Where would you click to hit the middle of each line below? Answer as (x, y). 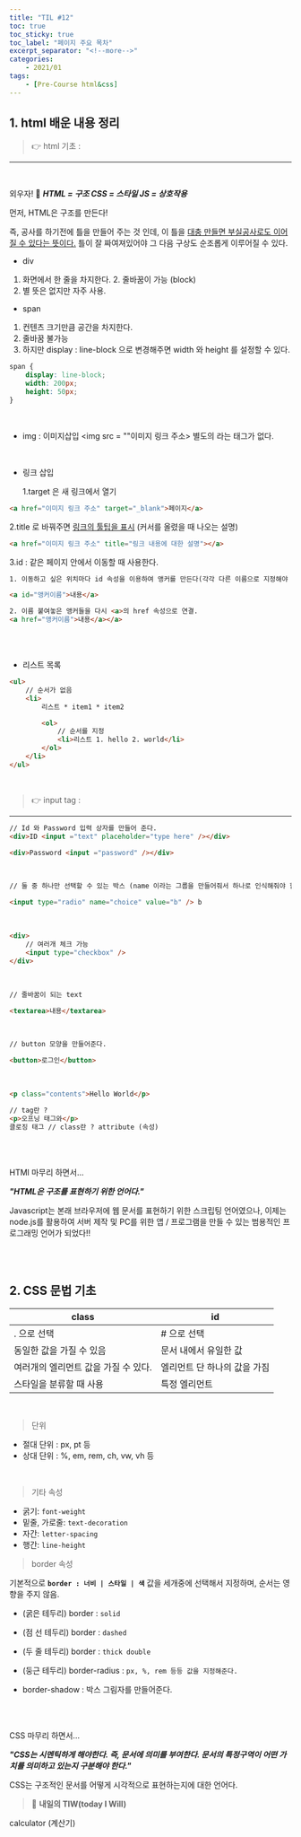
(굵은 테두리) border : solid (71, 1613)
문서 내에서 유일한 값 (202, 1350)
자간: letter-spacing (60, 1533)
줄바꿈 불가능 (45, 338)
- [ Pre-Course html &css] (72, 84)
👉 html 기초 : (56, 146)
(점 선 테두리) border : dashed (74, 1632)
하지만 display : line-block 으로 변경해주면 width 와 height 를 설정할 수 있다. (156, 350)
